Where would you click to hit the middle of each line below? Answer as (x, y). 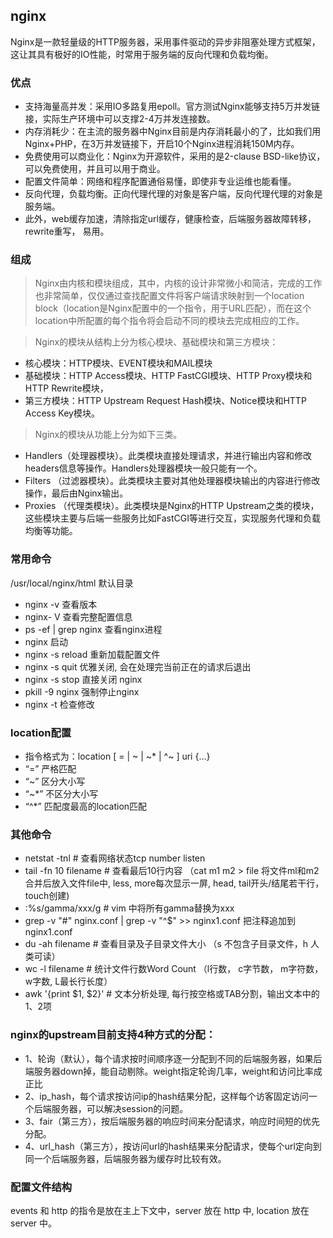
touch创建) (47, 896)
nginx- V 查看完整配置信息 (78, 616)
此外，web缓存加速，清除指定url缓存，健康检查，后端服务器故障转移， (170, 219)
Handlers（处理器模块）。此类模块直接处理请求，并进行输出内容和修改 (168, 456)
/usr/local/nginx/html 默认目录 (72, 583)
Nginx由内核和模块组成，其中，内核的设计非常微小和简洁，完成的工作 (178, 283)
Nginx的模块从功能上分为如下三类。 (108, 435)
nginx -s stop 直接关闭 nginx (83, 679)
